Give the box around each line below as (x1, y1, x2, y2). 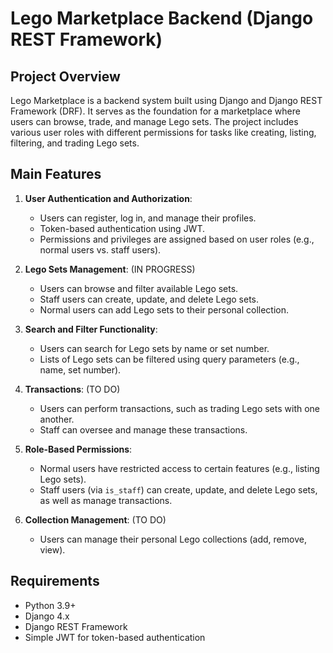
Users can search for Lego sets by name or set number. (39, 342, 270, 354)
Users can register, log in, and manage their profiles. (39, 212, 257, 224)
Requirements (10, 573, 100, 590)
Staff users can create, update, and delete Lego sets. (39, 293, 259, 305)
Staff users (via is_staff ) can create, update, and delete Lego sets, (39, 483, 318, 496)
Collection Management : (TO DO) (24, 513, 167, 526)
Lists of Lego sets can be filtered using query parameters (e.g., (39, 353, 300, 365)
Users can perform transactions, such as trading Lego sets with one (39, 402, 321, 414)
